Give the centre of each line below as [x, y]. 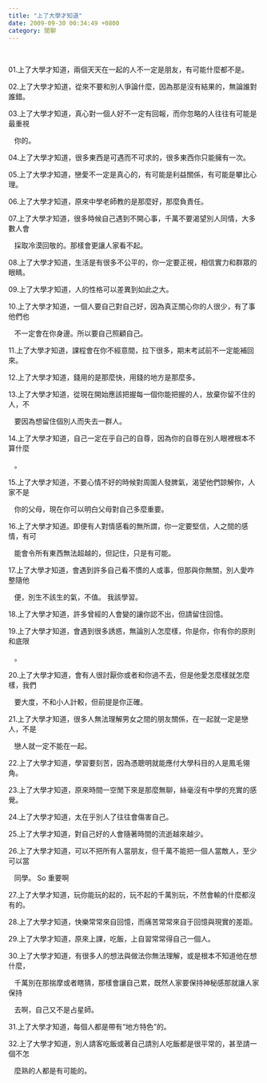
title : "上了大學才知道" [45, 16]
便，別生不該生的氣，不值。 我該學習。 [78, 597]
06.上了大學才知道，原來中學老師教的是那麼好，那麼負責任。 [108, 201]
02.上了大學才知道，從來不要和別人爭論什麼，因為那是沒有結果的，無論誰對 [133, 87]
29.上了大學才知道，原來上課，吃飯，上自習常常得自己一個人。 [112, 939]
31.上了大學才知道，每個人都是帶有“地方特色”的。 [90, 1027]
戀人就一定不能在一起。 [53, 746]
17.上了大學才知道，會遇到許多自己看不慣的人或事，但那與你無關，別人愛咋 [131, 570]
